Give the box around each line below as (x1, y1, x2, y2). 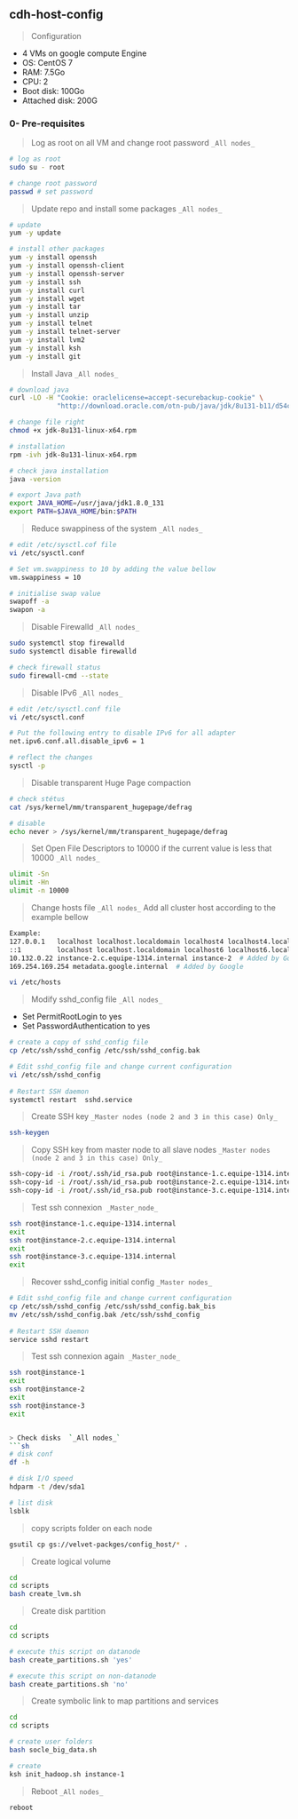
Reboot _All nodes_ (30, 1785, 104, 1797)
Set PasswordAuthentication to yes (21, 1021, 151, 1031)
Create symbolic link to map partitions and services (30, 1696, 219, 1706)
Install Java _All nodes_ (30, 368, 119, 378)
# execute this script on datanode (9, 1647, 141, 1656)
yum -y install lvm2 (9, 335, 86, 345)
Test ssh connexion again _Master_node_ (30, 1351, 181, 1362)
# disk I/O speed (9, 1474, 74, 1483)
